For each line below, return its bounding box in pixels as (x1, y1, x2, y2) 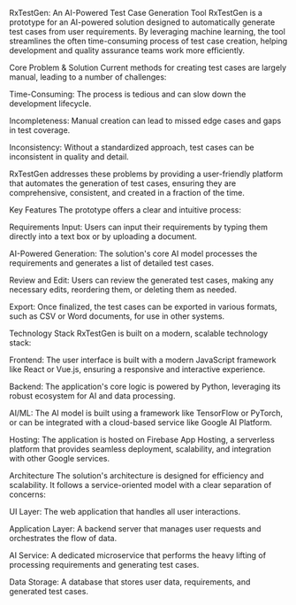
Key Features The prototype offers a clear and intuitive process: (9, 205, 241, 215)
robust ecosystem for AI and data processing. (9, 391, 176, 401)
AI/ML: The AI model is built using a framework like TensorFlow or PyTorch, (9, 407, 284, 418)
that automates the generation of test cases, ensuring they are (9, 178, 237, 189)
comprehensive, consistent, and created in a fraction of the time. (9, 188, 246, 198)
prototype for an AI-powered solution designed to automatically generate (9, 17, 276, 27)
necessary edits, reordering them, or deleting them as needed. (9, 284, 237, 295)
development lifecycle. (9, 98, 92, 109)
